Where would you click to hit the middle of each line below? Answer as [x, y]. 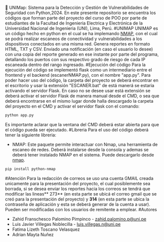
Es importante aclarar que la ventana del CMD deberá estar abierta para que [82, 124]
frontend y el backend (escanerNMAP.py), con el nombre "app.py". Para [78, 75]
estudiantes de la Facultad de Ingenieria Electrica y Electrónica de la [74, 23]
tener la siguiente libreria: [31, 135]
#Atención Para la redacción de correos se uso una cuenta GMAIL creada [79, 178]
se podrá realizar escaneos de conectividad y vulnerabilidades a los [74, 39]
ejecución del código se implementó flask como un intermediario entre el [79, 70]
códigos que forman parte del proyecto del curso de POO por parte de [76, 18]
